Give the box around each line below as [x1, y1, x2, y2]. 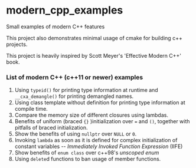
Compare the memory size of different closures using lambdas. [14, 111, 168, 118]
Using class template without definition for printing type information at [14, 99, 186, 106]
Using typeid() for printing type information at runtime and [14, 87, 158, 94]
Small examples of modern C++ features [6, 23, 105, 30]
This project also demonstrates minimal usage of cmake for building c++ [6, 34, 183, 41]
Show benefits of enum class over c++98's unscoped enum [14, 149, 159, 156]
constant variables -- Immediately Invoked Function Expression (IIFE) [14, 143, 183, 150]
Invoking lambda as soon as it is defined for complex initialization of [14, 137, 178, 144]
